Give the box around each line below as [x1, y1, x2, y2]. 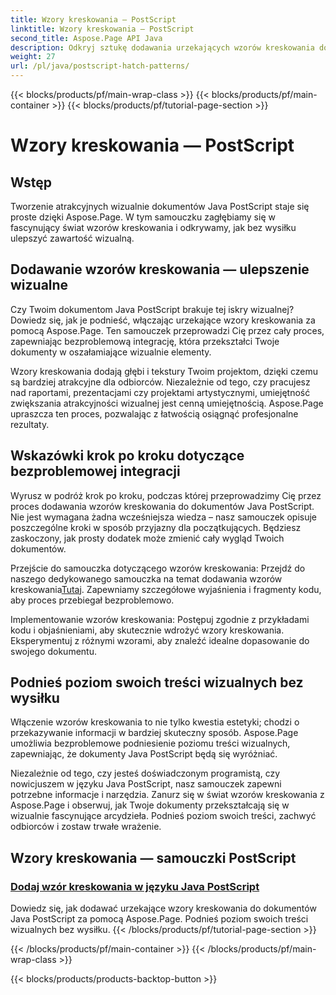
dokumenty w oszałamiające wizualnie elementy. [10, 346, 212, 358]
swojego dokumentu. [10, 645, 97, 657]
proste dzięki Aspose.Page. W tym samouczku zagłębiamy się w [10, 211, 276, 223]
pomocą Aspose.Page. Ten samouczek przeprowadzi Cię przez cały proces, [10, 324, 325, 336]
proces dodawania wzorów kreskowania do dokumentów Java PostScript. [10, 500, 315, 512]
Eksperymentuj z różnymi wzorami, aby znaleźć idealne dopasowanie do [10, 634, 310, 646]
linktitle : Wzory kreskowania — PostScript [10, 24, 195, 34]
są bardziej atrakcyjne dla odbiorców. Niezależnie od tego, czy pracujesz [10, 376, 311, 388]
